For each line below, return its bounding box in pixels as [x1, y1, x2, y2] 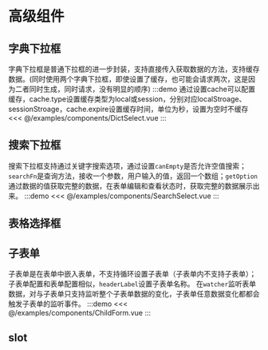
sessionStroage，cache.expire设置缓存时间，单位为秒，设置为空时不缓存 [8, 105, 249, 113]
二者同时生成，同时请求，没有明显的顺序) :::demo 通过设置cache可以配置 [14, 85, 255, 93]
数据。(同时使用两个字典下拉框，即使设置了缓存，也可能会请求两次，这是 [8, 74, 249, 84]
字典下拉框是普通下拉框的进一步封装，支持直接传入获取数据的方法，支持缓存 [8, 65, 260, 74]
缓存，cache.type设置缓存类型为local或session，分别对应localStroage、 [8, 94, 246, 104]
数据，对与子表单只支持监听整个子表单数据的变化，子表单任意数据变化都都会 [8, 289, 260, 299]
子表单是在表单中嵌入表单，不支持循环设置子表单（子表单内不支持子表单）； [8, 269, 257, 279]
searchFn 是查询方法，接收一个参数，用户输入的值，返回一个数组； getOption [8, 171, 258, 181]
